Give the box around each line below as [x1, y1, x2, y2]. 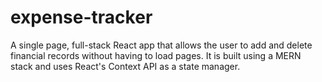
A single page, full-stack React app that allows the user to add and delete [10, 39, 313, 51]
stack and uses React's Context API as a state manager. [10, 60, 241, 72]
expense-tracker [10, 6, 153, 29]
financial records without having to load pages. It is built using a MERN [10, 49, 302, 61]
